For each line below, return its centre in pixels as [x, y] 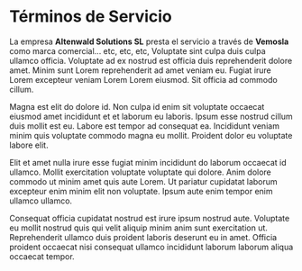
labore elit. [29, 145]
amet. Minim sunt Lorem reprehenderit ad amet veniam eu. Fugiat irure [141, 70]
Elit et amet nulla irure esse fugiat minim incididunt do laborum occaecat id [148, 162]
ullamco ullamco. [41, 201]
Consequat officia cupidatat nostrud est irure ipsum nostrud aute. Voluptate [150, 218]
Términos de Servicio [91, 17]
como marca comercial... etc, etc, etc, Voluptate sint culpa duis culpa [137, 50]
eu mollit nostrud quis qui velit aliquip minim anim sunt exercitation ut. [139, 228]
